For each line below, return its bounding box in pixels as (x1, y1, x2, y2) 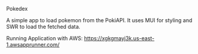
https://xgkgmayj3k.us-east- (83, 35, 155, 41)
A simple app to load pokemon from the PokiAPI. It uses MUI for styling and (6, 17, 193, 23)
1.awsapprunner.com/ (6, 41, 60, 48)
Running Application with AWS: (6, 35, 83, 41)
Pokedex (6, 5, 28, 12)
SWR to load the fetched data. (6, 23, 81, 30)
